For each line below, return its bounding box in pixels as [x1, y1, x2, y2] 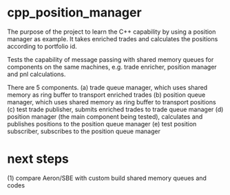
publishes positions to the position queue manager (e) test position [7, 119, 197, 128]
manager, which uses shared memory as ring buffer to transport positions [7, 97, 216, 106]
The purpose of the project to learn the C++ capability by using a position [7, 27, 216, 36]
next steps [7, 151, 69, 167]
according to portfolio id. [7, 42, 77, 50]
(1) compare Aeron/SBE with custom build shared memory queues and [7, 174, 207, 182]
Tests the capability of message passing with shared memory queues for [7, 55, 214, 63]
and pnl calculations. [7, 70, 66, 78]
